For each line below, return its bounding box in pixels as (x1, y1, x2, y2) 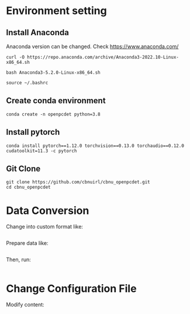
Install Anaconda (6, 28, 69, 37)
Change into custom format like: (6, 223, 84, 230)
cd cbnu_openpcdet (6, 185, 51, 190)
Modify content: (6, 301, 45, 308)
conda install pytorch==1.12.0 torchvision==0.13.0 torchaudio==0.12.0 (6, 142, 184, 149)
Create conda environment (6, 95, 106, 106)
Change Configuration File (6, 282, 137, 295)
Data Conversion (6, 204, 89, 217)
